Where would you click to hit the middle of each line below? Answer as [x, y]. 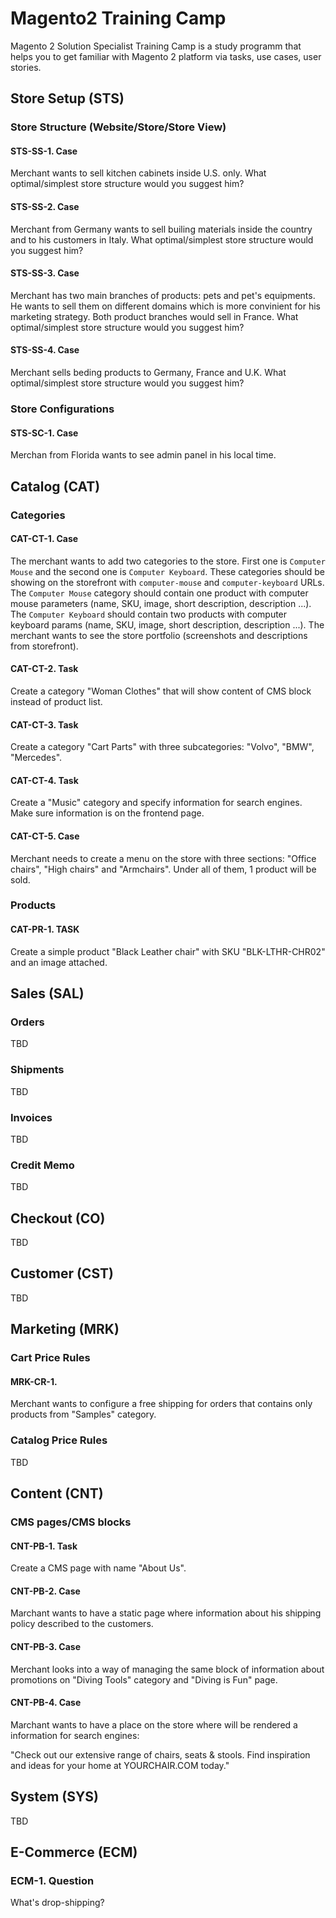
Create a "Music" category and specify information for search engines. [156, 803]
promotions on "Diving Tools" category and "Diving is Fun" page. [144, 1679]
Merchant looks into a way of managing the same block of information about [167, 1669]
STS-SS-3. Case [45, 273]
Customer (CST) [62, 1273]
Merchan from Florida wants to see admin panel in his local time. [143, 455]
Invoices [31, 1117]
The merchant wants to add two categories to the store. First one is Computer [168, 561]
